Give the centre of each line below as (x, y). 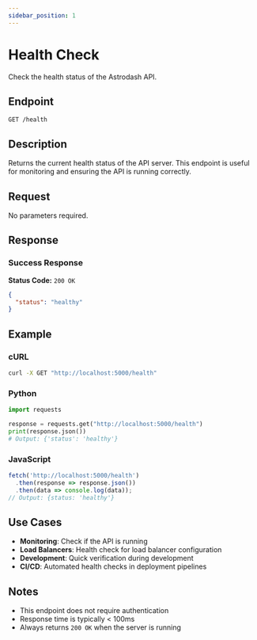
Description (38, 144)
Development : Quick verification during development (106, 558)
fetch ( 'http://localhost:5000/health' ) (74, 475)
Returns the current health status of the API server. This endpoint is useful (129, 163)
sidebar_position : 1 (42, 15)
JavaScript (30, 459)
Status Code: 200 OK (42, 280)
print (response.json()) (47, 431)
